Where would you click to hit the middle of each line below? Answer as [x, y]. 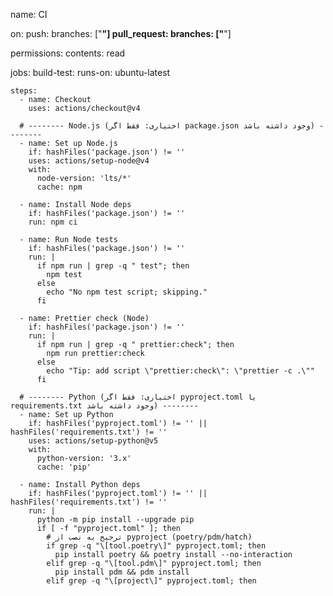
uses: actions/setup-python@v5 [93, 441]
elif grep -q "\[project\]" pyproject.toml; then [151, 581]
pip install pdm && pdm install [122, 572]
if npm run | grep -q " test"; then [113, 266]
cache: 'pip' [64, 467]
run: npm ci [53, 222]
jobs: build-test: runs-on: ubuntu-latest [90, 72]
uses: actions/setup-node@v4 [89, 161]
